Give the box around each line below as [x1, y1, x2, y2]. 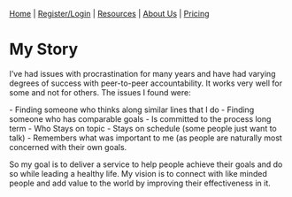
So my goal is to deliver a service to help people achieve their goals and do [9, 159, 283, 170]
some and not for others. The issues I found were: [9, 87, 192, 97]
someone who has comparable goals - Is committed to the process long [9, 113, 272, 124]
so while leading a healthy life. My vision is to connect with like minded [9, 168, 268, 178]
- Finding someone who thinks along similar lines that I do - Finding [9, 104, 255, 115]
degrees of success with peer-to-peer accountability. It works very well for [9, 78, 283, 88]
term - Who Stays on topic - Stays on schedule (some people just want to [9, 123, 277, 133]
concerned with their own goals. [9, 141, 127, 152]
